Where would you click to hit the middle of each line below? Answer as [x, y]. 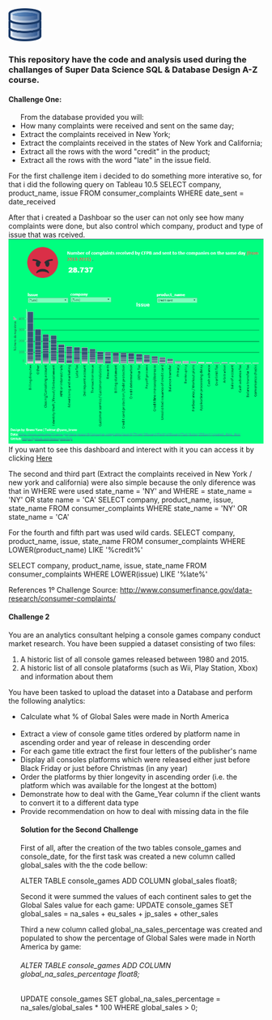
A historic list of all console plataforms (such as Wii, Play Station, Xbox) [139, 667]
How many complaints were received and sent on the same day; [127, 126]
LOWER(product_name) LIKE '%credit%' [76, 550]
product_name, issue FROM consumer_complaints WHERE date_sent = [126, 193]
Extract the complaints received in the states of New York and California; [141, 143]
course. [24, 79]
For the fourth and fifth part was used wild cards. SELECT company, [122, 532]
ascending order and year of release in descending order [115, 742]
